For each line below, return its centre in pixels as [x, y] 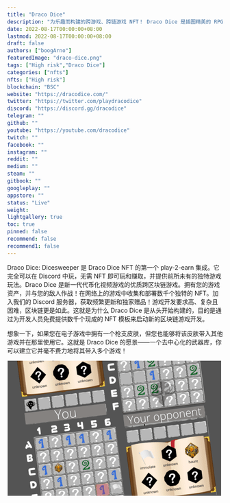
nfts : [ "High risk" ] [37, 80]
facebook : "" [26, 145]
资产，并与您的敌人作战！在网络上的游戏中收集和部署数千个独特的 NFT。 [110, 293]
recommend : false [32, 239]
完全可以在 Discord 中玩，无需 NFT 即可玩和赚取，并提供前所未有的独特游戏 [114, 276]
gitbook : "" [24, 181]
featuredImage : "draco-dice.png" [55, 58]
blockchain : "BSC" [33, 87]
